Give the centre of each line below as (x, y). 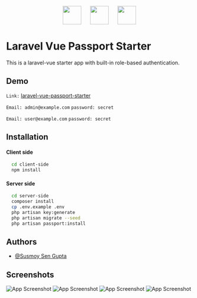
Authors (22, 242)
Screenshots (30, 275)
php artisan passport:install (49, 223)
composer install (33, 202)
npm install (26, 170)
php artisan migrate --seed (46, 218)
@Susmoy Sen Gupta (41, 256)
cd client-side (30, 165)
